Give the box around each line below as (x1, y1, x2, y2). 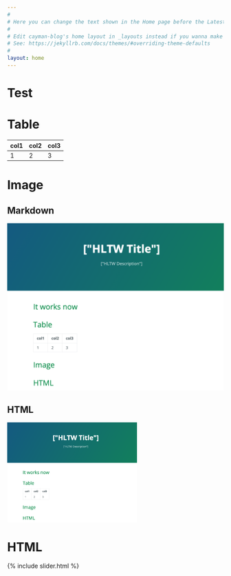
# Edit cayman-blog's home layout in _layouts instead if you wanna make (7, 33, 223, 40)
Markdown (7, 204, 55, 216)
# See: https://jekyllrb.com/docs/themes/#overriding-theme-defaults (7, 40, 211, 47)
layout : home (7, 55, 45, 62)
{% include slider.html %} (7, 562, 80, 570)
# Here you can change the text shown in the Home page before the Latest (7, 18, 226, 25)
